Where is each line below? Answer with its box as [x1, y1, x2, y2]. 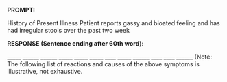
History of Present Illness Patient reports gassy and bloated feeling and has [7, 19, 221, 27]
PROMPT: [7, 6, 36, 14]
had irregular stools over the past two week [7, 27, 130, 34]
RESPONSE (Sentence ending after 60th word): [7, 40, 144, 47]
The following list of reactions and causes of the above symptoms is [7, 60, 200, 68]
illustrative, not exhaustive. [7, 68, 83, 75]
